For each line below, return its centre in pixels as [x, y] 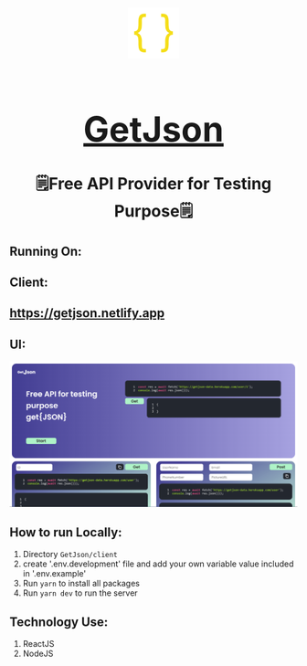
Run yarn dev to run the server [80, 593]
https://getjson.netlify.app [87, 313]
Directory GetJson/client [70, 555]
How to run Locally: [66, 533]
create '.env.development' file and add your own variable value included [158, 564]
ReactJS [38, 644]
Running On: [46, 251]
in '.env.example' [54, 574]
